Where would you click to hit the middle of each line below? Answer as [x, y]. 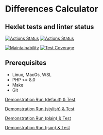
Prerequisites [26, 63]
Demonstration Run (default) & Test [40, 99]
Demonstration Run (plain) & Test [38, 118]
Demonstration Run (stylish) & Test [40, 109]
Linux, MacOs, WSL [32, 75]
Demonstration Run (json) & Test [38, 127]
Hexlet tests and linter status [50, 27]
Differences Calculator [52, 9]
